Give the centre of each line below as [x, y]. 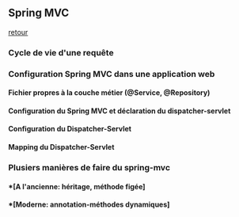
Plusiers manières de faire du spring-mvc [89, 167]
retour [18, 32]
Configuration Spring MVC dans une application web [112, 74]
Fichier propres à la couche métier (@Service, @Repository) [109, 93]
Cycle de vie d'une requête [61, 52]
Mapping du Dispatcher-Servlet [61, 147]
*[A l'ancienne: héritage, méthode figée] [77, 186]
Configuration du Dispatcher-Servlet [70, 129]
